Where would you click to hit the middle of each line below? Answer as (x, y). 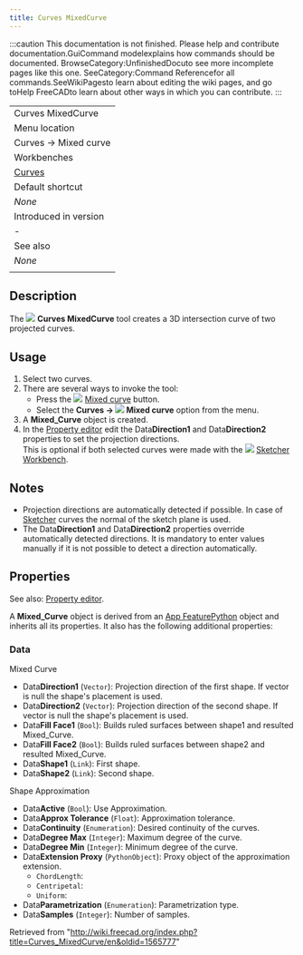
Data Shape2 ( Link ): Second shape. (88, 774)
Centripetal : (60, 886)
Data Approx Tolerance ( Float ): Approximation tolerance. (128, 818)
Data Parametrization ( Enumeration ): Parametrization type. (131, 905)
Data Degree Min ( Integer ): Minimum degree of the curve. (130, 847)
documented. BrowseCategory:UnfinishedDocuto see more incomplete (142, 63)
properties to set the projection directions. (101, 439)
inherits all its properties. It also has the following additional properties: (141, 626)
